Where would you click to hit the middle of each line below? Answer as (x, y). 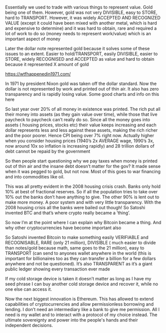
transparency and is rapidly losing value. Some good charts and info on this (82, 94)
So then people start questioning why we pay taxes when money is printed (81, 161)
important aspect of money (33, 39)
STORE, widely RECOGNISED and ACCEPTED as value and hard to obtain (80, 59)
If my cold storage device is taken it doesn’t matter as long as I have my (78, 279)
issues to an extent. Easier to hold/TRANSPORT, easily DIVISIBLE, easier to (82, 54)
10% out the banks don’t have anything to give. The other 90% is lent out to (82, 197)
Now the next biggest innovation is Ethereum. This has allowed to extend (80, 299)
